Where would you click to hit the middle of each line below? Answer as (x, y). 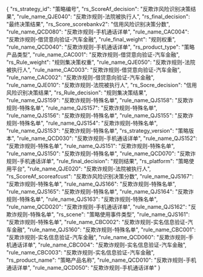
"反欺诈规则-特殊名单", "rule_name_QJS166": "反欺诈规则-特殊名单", (91, 184)
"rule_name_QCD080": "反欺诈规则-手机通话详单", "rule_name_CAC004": (98, 32)
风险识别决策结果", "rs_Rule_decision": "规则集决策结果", (77, 93)
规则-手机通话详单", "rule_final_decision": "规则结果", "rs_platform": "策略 (98, 161)
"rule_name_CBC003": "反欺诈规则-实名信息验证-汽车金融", (81, 252)
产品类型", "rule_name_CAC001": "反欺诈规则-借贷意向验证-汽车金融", (93, 54)
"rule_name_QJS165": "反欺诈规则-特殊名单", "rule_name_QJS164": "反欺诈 (100, 191)
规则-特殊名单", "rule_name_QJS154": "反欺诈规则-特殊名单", (82, 123)
